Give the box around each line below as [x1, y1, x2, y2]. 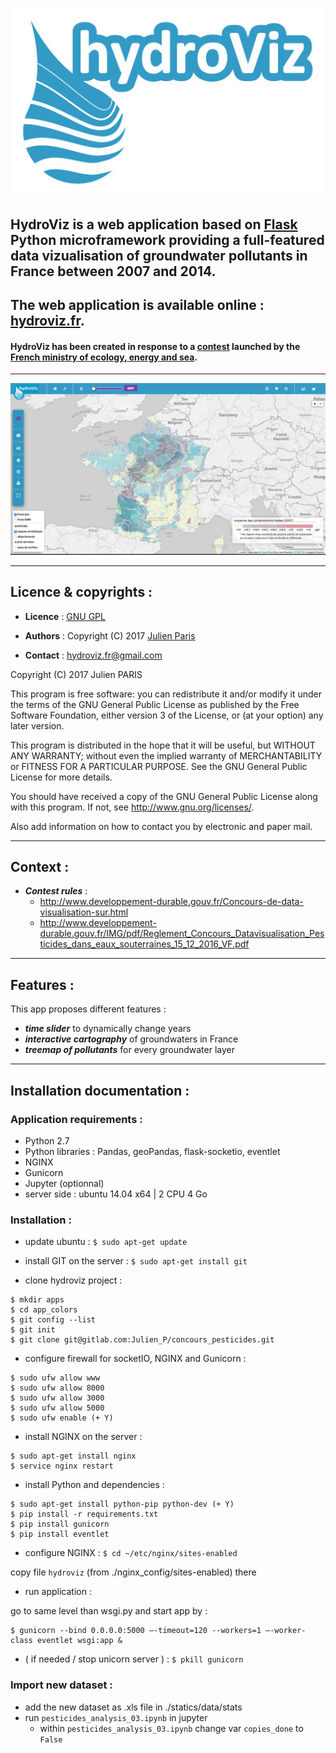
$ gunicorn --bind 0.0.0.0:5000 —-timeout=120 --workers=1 [10, 1626, 262, 1636]
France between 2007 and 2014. [10, 263, 217, 280]
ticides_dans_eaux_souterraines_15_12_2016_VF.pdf [39, 938, 250, 950]
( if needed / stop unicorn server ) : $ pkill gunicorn [24, 1653, 244, 1665]
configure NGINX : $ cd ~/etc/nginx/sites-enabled [24, 1547, 238, 1559]
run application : [24, 1586, 92, 1598]
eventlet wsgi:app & [36, 1636, 123, 1646]
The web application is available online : [10, 297, 265, 313]
